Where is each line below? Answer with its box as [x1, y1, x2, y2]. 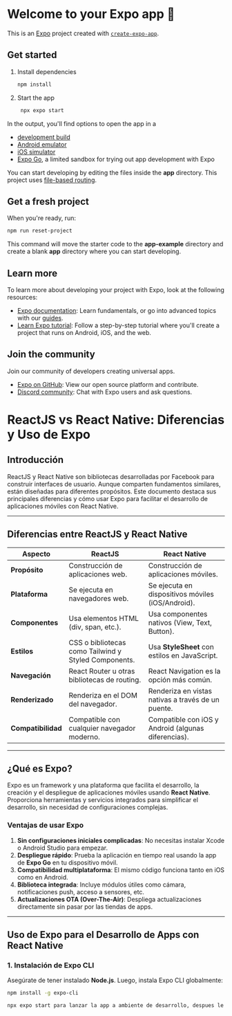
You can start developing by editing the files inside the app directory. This [7, 168, 217, 176]
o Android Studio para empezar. [17, 844, 108, 852]
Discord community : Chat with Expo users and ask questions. [17, 388, 193, 396]
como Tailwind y [68, 646, 122, 656]
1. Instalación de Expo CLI [7, 961, 95, 970]
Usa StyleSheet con [148, 642, 214, 651]
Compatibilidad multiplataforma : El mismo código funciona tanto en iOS [17, 865, 225, 874]
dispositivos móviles [148, 589, 214, 599]
